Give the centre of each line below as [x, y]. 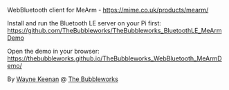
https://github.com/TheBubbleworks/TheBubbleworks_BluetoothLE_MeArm [114, 31]
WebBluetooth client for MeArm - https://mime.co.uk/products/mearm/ [108, 10]
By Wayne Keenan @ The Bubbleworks [63, 79]
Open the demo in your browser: [54, 51]
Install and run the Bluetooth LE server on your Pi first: [84, 23]
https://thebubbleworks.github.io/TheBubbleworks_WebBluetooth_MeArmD [115, 58]
